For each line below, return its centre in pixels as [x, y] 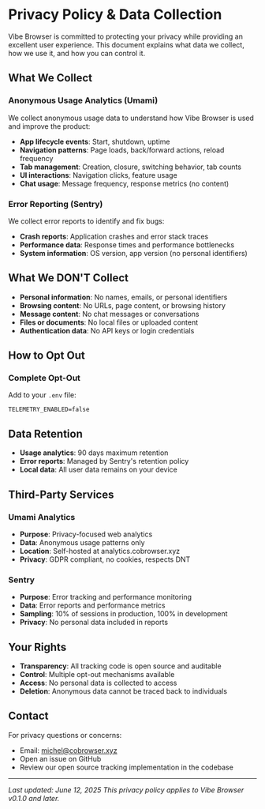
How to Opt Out [47, 356]
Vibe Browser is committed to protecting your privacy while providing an [125, 36]
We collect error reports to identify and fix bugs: [86, 221]
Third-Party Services [61, 494]
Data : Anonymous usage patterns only [82, 542]
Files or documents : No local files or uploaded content [109, 322]
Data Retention [45, 433]
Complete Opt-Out [45, 378]
